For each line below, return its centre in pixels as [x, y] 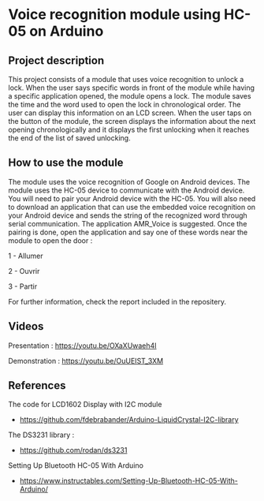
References [37, 385]
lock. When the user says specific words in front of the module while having [131, 88]
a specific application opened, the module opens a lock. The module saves [130, 96]
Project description [56, 60]
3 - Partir [23, 286]
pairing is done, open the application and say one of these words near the [128, 232]
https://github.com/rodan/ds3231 [73, 451]
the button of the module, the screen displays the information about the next [132, 121]
